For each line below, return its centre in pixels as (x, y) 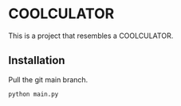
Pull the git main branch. (48, 79)
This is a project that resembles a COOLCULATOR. (91, 36)
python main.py (33, 94)
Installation (37, 61)
